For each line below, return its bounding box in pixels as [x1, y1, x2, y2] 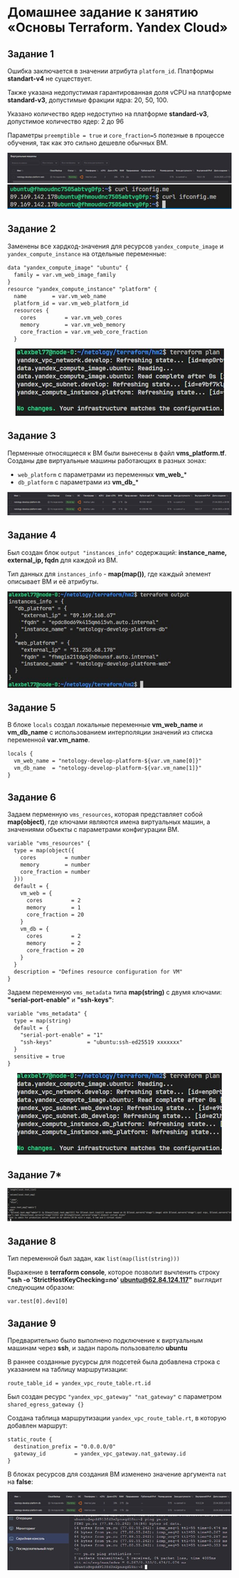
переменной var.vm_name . [7, 735, 90, 744]
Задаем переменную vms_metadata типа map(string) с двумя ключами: [7, 988, 223, 997]
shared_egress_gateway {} [7, 1401, 84, 1408]
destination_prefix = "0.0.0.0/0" [14, 1442, 116, 1450]
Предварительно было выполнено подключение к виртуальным [7, 1335, 203, 1345]
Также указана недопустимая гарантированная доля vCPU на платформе [7, 88, 232, 96]
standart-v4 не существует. [7, 74, 92, 83]
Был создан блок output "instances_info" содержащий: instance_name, [7, 548, 228, 556]
